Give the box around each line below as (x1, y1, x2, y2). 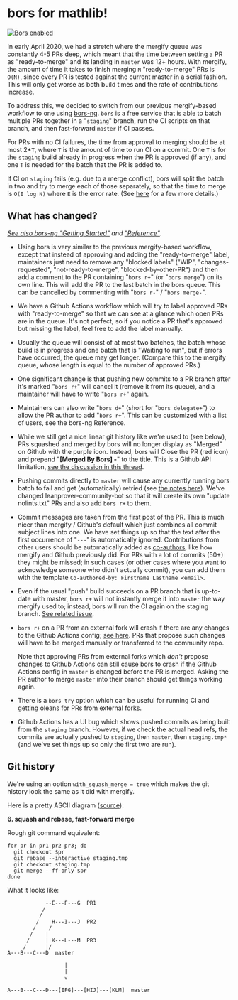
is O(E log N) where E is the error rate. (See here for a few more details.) (7, 189, 219, 198)
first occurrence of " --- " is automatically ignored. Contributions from (17, 535, 220, 544)
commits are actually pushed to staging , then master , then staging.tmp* (17, 732, 227, 741)
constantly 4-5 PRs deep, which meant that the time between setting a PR (7, 50, 223, 58)
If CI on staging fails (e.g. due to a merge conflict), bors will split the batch (7, 174, 225, 183)
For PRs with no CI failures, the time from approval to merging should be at (7, 137, 225, 146)
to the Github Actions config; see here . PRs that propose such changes (17, 630, 225, 639)
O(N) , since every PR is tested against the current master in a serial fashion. (7, 72, 227, 81)
